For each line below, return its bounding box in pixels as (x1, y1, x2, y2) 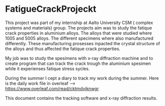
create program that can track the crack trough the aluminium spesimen (5, 60, 151, 66)
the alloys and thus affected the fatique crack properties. (5, 46, 121, 52)
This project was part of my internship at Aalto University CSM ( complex (5, 20, 154, 26)
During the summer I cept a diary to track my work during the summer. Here (5, 75, 159, 81)
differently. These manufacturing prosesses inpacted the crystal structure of (5, 40, 160, 46)
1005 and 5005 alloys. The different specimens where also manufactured (5, 35, 154, 41)
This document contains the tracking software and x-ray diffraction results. (5, 95, 158, 101)
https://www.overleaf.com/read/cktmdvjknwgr (5, 85, 99, 91)
